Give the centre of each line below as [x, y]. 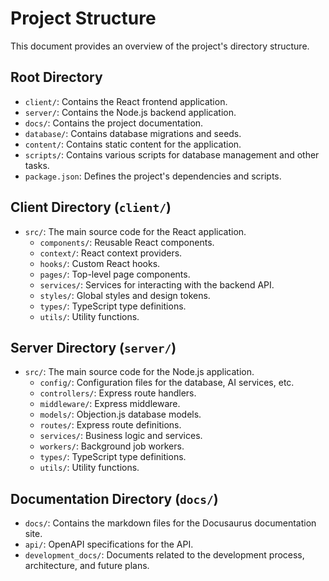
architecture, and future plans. [87, 566]
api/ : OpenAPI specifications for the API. [109, 544]
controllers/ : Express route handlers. [118, 393]
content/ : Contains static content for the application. [133, 144]
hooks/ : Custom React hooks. [100, 263]
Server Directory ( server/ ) [93, 347]
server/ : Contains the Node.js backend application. [130, 112]
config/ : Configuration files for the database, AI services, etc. [167, 383]
